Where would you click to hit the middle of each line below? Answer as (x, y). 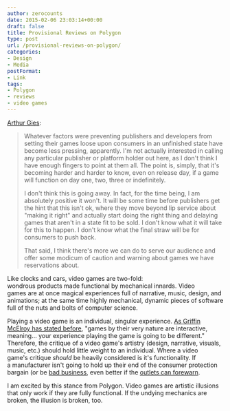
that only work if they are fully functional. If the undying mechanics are (107, 392)
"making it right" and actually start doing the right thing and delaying (121, 215)
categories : (24, 52)
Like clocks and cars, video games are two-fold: (75, 278)
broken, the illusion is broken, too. (55, 400)
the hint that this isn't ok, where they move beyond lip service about (120, 208)
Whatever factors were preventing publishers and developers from (118, 136)
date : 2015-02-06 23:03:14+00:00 (55, 20)
